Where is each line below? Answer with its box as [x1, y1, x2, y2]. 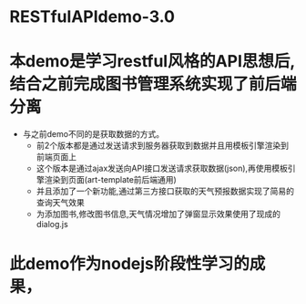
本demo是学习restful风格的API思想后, [9, 51, 296, 72]
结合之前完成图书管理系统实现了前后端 [9, 74, 298, 95]
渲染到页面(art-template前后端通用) [44, 174, 178, 185]
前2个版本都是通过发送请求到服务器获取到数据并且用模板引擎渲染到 [36, 140, 290, 152]
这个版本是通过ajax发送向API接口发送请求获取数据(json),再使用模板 [36, 162, 289, 174]
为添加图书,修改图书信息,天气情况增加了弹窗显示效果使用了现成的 [36, 208, 280, 220]
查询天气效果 [36, 197, 85, 208]
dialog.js [36, 219, 68, 230]
